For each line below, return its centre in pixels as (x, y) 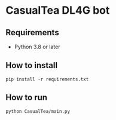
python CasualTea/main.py (38, 111)
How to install (32, 65)
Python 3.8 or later (37, 47)
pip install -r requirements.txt (47, 79)
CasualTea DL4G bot (58, 10)
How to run (27, 98)
